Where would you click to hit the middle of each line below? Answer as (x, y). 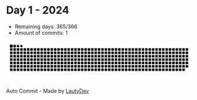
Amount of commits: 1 (41, 32)
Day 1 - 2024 (38, 10)
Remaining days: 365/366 (46, 26)
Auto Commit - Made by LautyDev (48, 91)
